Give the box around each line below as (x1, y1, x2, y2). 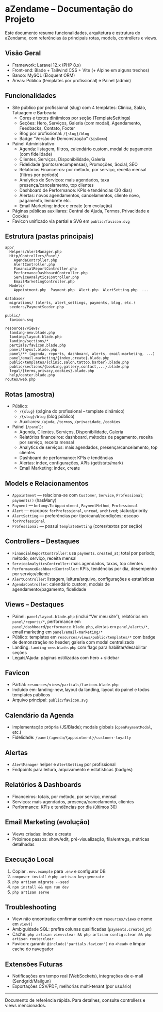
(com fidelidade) (19, 151, 52, 157)
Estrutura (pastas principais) (5, 232, 94, 240)
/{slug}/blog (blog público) (19, 413, 75, 419)
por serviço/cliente (12, 570, 50, 577)
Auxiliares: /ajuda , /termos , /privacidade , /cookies (19, 419, 120, 425)
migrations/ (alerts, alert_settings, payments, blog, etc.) (9, 301, 136, 305)
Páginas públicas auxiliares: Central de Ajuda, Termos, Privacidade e (12, 208, 149, 213)
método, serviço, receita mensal (12, 555, 77, 561)
